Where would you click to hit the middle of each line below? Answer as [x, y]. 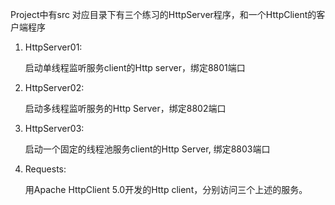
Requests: [45, 169]
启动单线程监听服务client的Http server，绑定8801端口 [135, 67]
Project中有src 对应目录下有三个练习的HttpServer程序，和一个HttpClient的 [163, 14]
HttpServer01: [53, 47]
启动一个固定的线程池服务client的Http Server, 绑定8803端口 [147, 149]
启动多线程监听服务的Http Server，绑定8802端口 [125, 108]
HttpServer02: [54, 87]
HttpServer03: [54, 128]
